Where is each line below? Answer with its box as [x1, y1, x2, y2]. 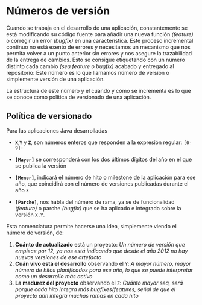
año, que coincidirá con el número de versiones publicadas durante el [14, 180, 189, 187]
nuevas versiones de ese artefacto [14, 253, 102, 260]
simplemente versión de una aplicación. [6, 75, 106, 83]
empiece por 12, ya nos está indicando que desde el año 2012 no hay [14, 247, 188, 254]
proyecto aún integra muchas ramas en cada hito [14, 292, 139, 299]
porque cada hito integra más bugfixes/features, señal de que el [14, 285, 176, 293]
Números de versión [6, 4, 110, 18]
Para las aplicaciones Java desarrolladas [6, 127, 107, 134]
